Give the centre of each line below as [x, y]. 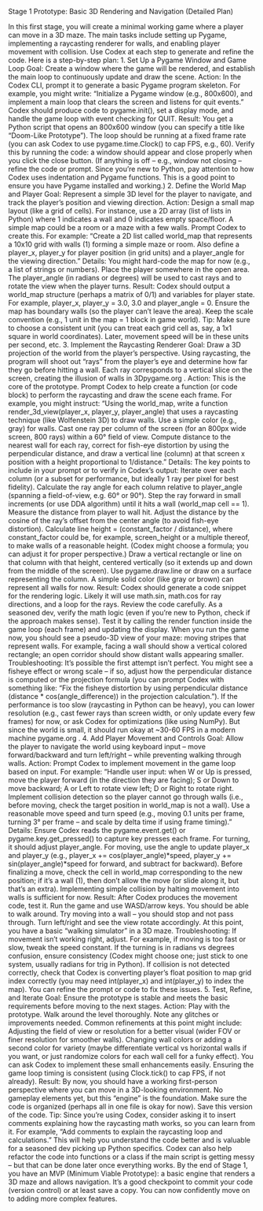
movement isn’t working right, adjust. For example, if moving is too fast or [127, 939]
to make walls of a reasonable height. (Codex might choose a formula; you [128, 546]
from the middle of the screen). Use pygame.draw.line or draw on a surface [130, 571]
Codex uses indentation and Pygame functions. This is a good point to [122, 177]
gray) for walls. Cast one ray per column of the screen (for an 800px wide [127, 428]
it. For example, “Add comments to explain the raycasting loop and [115, 1131]
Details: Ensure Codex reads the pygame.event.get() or [97, 830]
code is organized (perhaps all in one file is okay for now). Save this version [130, 1107]
